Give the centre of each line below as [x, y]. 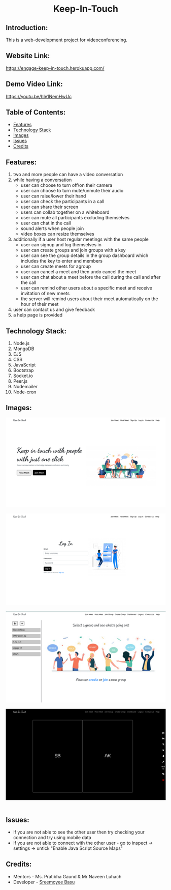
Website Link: [28, 56]
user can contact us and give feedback [54, 310]
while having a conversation [42, 180]
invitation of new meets [45, 294]
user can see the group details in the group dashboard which [84, 255]
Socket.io [23, 376]
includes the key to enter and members [62, 261]
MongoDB [24, 349]
